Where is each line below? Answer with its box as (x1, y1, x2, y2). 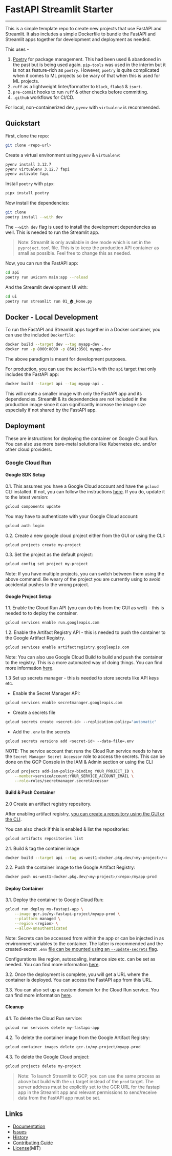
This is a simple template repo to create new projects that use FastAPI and (5, 25, 162, 31)
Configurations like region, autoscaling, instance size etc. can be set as (5, 955, 156, 962)
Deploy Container (5, 885, 44, 891)
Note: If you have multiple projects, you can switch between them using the (5, 571, 165, 577)
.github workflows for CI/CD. (12, 94, 75, 101)
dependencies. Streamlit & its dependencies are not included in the (5, 396, 147, 402)
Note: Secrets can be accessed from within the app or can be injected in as (5, 935, 164, 941)
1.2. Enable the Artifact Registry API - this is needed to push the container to (5, 629, 166, 635)
